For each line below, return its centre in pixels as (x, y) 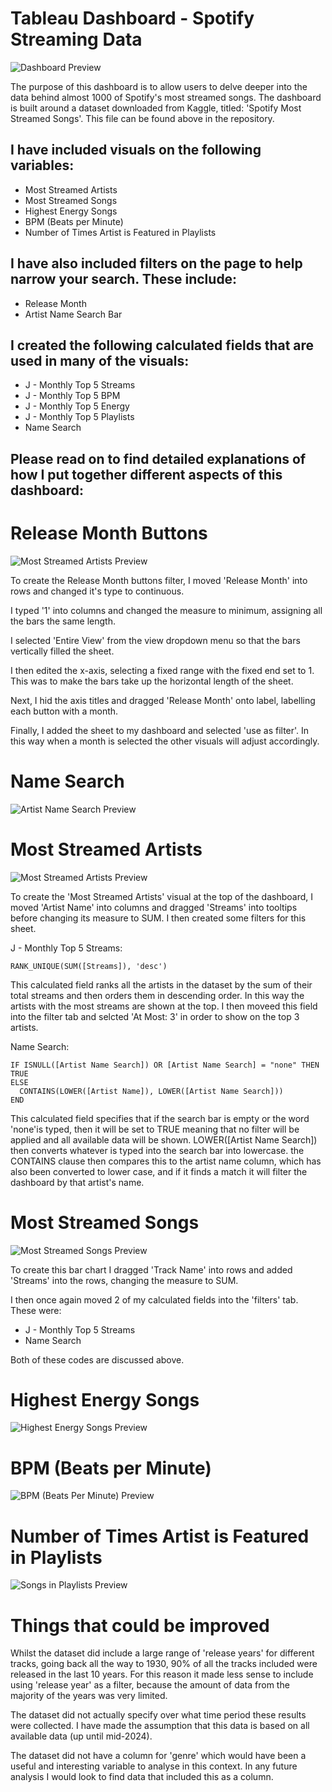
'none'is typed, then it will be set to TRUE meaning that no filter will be (155, 1129)
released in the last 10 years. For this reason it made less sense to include (162, 1674)
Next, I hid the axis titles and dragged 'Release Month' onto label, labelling (163, 700)
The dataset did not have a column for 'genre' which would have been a (158, 1756)
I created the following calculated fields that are (162, 345)
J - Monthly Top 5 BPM (72, 396)
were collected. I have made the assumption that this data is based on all (160, 1726)
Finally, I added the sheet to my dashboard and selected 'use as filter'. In (160, 730)
